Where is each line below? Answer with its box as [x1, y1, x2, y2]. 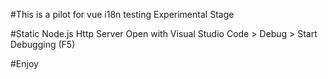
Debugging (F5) [10, 39, 76, 50]
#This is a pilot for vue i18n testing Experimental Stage [10, 9, 235, 20]
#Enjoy [10, 58, 39, 69]
